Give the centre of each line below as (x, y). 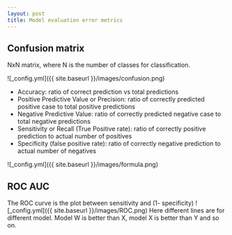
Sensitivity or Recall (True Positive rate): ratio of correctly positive (111, 129)
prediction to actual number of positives (75, 136)
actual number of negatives (56, 151)
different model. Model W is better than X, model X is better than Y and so (113, 218)
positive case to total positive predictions (76, 107)
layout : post (26, 14)
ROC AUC (29, 186)
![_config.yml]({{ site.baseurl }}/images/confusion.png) (86, 79)
